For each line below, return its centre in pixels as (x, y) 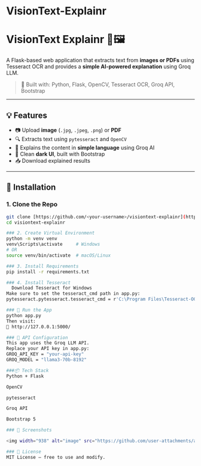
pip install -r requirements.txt (48, 272)
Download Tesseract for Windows (52, 288)
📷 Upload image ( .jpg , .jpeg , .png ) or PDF (68, 130)
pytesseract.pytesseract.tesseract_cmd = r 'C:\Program (76, 299)
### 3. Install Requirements (42, 266)
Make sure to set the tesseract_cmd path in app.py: (73, 294)
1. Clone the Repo (32, 205)
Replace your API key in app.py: (48, 349)
